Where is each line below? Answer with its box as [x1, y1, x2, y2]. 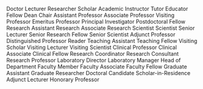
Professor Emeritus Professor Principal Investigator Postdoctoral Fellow [6, 18, 186, 25]
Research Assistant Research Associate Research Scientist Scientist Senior [6, 24, 195, 31]
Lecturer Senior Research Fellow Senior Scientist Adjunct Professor [6, 31, 176, 38]
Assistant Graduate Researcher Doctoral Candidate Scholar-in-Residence [6, 70, 191, 76]
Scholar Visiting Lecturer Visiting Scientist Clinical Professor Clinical [6, 44, 177, 51]
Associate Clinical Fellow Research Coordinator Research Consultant [6, 50, 179, 57]
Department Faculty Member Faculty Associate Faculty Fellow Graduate [6, 63, 187, 70]
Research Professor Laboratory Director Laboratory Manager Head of [6, 57, 181, 64]
